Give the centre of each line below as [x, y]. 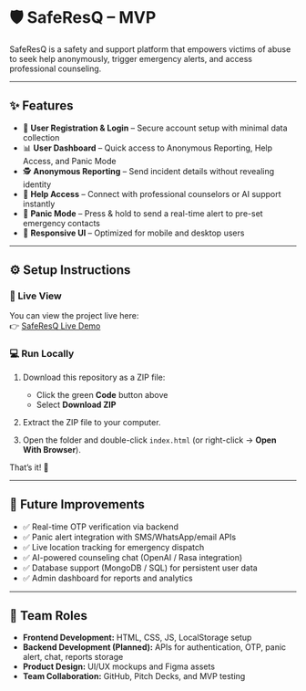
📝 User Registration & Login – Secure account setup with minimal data [155, 128]
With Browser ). [52, 449]
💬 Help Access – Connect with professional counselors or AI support [152, 194]
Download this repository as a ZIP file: [94, 377]
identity [37, 184]
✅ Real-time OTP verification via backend [101, 527]
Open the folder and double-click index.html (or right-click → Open [149, 440]
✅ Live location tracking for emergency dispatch [113, 547]
